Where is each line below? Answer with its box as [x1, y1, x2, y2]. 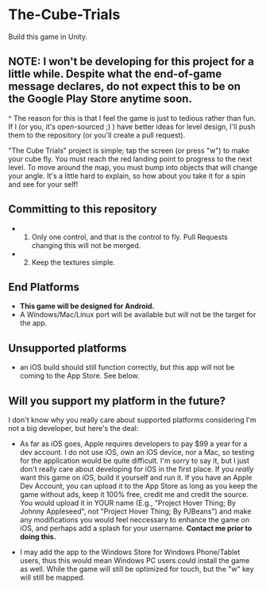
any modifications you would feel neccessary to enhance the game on [19, 515, 250, 524]
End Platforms [8, 280, 79, 293]
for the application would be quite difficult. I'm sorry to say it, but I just [19, 456, 250, 465]
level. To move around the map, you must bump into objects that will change [8, 162, 258, 172]
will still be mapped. [19, 573, 86, 582]
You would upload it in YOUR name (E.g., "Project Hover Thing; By [19, 499, 237, 507]
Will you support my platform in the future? [8, 394, 226, 407]
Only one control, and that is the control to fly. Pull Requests [31, 232, 228, 242]
